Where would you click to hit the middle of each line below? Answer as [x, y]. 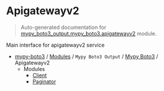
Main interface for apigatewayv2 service [55, 45]
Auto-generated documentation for [63, 27]
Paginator [44, 82]
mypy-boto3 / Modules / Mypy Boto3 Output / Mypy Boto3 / [86, 56]
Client [40, 75]
